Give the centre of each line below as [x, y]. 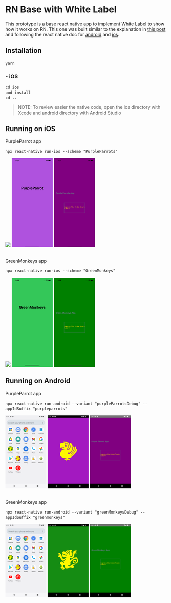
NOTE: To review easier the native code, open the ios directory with [89, 107]
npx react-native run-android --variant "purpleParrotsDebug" [73, 404]
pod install [18, 93]
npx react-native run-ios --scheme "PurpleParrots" [61, 151]
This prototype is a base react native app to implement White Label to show [85, 24]
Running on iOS [30, 129]
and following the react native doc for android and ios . [62, 34]
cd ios [12, 88]
